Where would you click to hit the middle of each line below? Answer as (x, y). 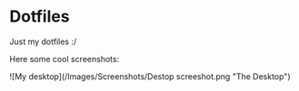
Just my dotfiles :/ (43, 41)
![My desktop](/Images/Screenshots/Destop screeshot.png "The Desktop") (150, 76)
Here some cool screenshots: (65, 59)
